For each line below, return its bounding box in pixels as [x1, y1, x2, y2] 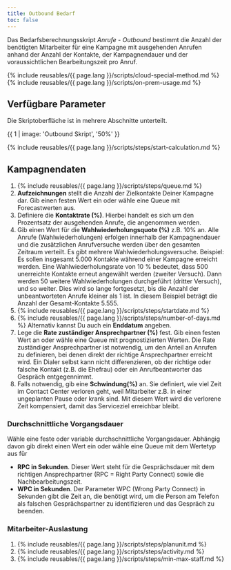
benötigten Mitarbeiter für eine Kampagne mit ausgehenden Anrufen [7, 43, 202, 51]
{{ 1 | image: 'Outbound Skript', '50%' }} [7, 130, 120, 138]
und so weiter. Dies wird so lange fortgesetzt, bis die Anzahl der [17, 285, 199, 293]
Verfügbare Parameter [7, 98, 106, 110]
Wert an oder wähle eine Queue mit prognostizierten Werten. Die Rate [17, 336, 216, 344]
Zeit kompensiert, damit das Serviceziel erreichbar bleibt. [17, 402, 181, 410]
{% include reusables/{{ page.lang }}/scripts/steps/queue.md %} [17, 182, 202, 190]
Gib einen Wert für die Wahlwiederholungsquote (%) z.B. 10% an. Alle [17, 226, 219, 234]
